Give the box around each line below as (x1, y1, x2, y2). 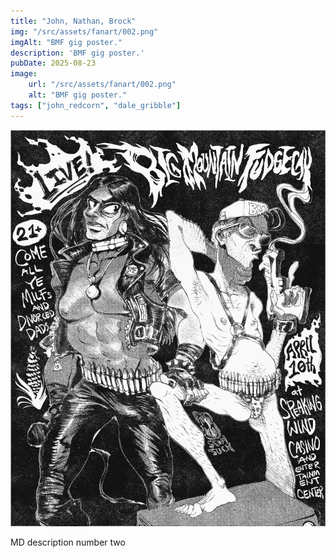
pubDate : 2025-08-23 (10, 58, 97, 69)
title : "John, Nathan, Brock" (10, 16, 137, 26)
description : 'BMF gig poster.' (10, 48, 145, 58)
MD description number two (10, 536, 126, 548)
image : (10, 69, 38, 79)
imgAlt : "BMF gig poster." (10, 37, 123, 47)
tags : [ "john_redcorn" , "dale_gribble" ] (10, 100, 182, 110)
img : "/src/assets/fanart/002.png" (10, 26, 159, 37)
